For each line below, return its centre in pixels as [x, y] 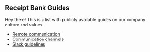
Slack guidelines [29, 44]
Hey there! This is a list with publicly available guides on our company [75, 19]
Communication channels [38, 39]
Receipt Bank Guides [37, 8]
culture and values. [24, 25]
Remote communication [36, 34]
